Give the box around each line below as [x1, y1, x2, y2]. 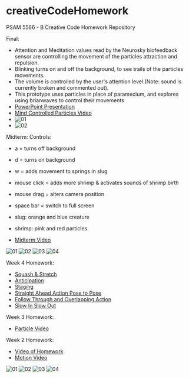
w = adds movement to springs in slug [14, 167, 108, 175]
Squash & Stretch [14, 271, 57, 278]
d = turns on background [14, 156, 75, 163]
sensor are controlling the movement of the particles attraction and [14, 53, 178, 60]
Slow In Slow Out [14, 302, 57, 309]
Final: [6, 35, 19, 42]
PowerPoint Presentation [14, 103, 75, 110]
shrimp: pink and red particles [14, 224, 88, 232]
